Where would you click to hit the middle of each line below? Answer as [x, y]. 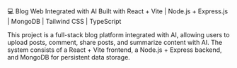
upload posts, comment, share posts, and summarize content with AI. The [115, 42]
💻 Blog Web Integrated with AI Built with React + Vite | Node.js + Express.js [118, 11]
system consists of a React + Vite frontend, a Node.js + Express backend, [115, 50]
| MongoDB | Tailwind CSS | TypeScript [64, 21]
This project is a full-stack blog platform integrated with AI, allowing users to [118, 35]
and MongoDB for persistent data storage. [69, 57]
